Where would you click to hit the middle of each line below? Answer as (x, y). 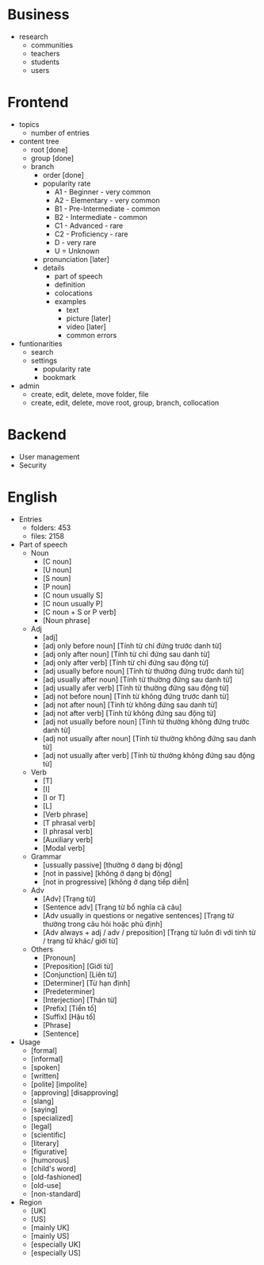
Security (33, 465)
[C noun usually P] (73, 603)
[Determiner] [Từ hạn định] (86, 982)
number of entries (60, 133)
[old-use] (46, 1185)
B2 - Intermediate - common (101, 217)
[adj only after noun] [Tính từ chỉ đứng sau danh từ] (126, 654)
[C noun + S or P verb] (79, 612)
